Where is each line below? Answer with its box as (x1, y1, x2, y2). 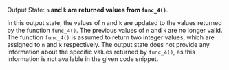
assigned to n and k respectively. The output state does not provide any (7, 41, 210, 48)
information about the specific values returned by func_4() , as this (7, 48, 196, 56)
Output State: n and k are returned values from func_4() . (7, 6, 168, 14)
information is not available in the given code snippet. (7, 55, 159, 63)
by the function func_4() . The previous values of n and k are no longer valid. (7, 27, 223, 34)
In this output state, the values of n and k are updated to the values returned (7, 19, 222, 27)
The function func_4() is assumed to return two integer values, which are (7, 33, 215, 41)
